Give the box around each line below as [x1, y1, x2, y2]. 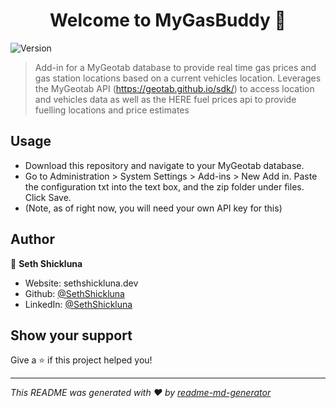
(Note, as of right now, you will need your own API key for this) [24, 202, 283, 214]
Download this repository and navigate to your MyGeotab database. [24, 159, 305, 171]
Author [10, 231, 55, 248]
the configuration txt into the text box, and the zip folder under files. [24, 180, 305, 193]
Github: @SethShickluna [24, 287, 125, 299]
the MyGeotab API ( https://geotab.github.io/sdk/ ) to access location [34, 82, 315, 94]
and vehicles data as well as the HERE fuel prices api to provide [34, 93, 297, 105]
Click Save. [24, 191, 72, 203]
